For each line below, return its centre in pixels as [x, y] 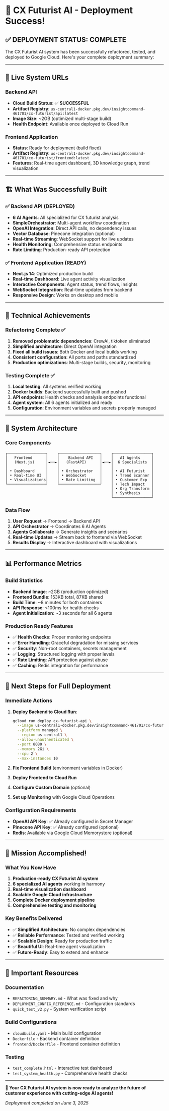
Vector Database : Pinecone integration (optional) [64, 233]
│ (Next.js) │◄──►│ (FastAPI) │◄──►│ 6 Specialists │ [80, 462]
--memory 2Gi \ [33, 749]
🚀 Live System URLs [37, 78]
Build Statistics [24, 580]
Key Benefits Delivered [34, 918]
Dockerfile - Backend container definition [56, 1038]
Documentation [25, 987]
